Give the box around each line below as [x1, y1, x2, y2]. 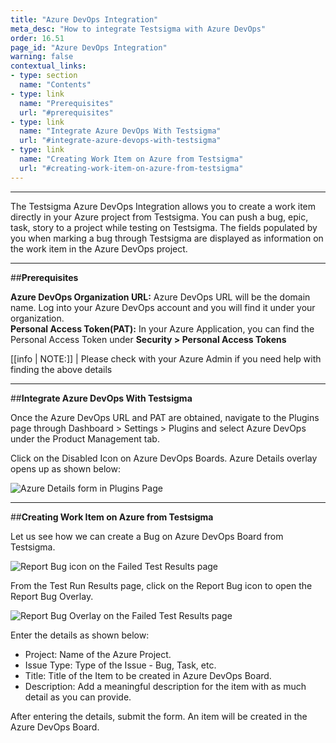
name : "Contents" [19, 80, 92, 90]
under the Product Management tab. [10, 432, 160, 445]
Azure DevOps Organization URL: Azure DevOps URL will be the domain [10, 291, 311, 303]
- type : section [10, 71, 78, 81]
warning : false [10, 52, 74, 62]
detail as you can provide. [24, 691, 132, 703]
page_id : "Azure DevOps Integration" [10, 42, 168, 53]
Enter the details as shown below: [10, 629, 150, 641]
